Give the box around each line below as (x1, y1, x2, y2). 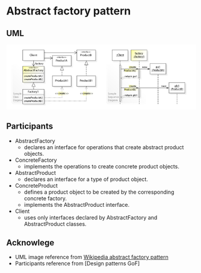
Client (14, 207, 30, 215)
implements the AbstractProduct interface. (23, 201, 130, 208)
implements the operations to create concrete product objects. (23, 162, 179, 170)
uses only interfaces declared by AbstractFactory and (23, 213, 158, 221)
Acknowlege (6, 238, 55, 248)
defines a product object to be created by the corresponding (23, 188, 175, 195)
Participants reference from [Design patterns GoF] (14, 260, 140, 267)
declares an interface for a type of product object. (23, 176, 149, 183)
